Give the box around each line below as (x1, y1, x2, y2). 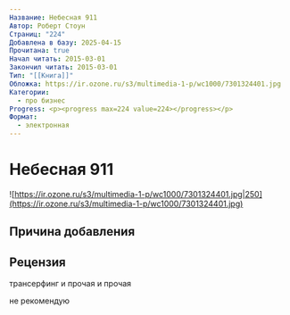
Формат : (9, 112, 38, 121)
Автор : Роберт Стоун (9, 21, 87, 30)
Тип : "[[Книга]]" (9, 71, 74, 80)
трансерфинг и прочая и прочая (9, 278, 132, 289)
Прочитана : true (9, 46, 70, 55)
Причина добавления (9, 224, 136, 239)
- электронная (17, 121, 70, 130)
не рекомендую (9, 295, 70, 306)
